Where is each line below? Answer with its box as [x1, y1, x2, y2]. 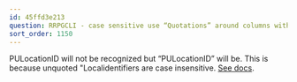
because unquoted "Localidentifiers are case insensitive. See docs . [9, 63, 255, 73]
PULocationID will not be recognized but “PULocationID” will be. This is [9, 54, 269, 64]
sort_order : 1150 [9, 29, 73, 38]
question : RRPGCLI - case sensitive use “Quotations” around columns [9, 21, 271, 30]
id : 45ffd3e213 [9, 12, 65, 22]
